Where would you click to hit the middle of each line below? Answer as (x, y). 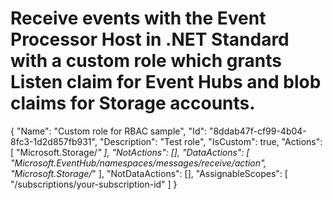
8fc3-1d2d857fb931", (54, 141)
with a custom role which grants (146, 61)
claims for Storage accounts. (133, 103)
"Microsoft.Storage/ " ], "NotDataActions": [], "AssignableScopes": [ (149, 173)
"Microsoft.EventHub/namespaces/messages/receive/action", (138, 163)
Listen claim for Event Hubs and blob (166, 82)
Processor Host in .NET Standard (150, 39)
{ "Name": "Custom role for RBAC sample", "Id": (109, 131)
